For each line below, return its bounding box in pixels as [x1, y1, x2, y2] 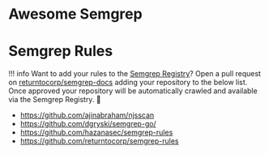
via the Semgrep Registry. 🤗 [8, 95, 101, 105]
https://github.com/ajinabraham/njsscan [19, 110, 155, 120]
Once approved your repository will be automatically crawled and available [8, 86, 258, 96]
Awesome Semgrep [8, 5, 143, 24]
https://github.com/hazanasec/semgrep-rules [19, 127, 173, 138]
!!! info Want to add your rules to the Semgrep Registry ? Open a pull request [8, 69, 262, 79]
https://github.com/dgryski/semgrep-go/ [19, 119, 156, 129]
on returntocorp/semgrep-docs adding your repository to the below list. [8, 78, 248, 88]
